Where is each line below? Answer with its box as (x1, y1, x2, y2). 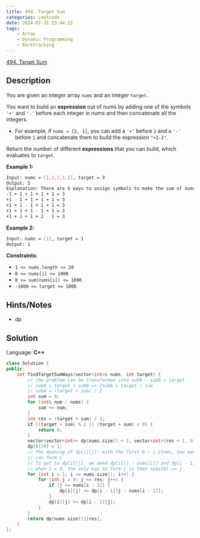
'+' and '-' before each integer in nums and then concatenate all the (6, 109, 177, 116)
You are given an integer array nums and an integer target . (6, 91, 148, 98)
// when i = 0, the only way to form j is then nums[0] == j (27, 466, 183, 472)
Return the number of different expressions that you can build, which (6, 145, 177, 152)
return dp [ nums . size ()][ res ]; (27, 515, 102, 522)
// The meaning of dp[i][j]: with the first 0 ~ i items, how (27, 449, 185, 455)
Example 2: (6, 224, 35, 231)
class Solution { (6, 360, 49, 367)
